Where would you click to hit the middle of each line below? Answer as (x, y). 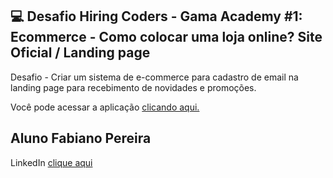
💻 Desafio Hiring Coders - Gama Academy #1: (156, 16)
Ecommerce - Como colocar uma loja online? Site (166, 37)
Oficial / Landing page (80, 53)
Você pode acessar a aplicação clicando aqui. (105, 107)
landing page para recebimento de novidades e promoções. (133, 87)
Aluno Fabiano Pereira (81, 138)
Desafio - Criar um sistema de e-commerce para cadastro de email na (154, 77)
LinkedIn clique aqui (51, 162)
